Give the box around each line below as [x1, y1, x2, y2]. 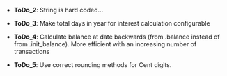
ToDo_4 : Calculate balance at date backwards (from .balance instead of [13, 32, 221, 41]
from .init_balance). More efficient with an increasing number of [13, 40, 197, 48]
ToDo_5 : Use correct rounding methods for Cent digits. [13, 61, 172, 68]
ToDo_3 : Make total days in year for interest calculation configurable [13, 19, 210, 27]
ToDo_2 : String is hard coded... [13, 6, 104, 14]
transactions [13, 48, 50, 55]
